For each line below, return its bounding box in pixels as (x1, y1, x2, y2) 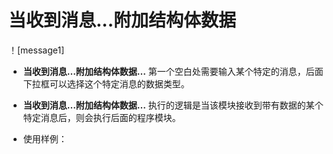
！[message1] (8, 44, 65, 56)
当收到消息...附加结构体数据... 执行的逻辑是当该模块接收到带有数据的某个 (22, 99, 324, 111)
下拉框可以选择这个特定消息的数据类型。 (22, 77, 190, 90)
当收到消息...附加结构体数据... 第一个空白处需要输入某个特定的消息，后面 (22, 65, 324, 77)
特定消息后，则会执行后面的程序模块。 (22, 111, 181, 123)
